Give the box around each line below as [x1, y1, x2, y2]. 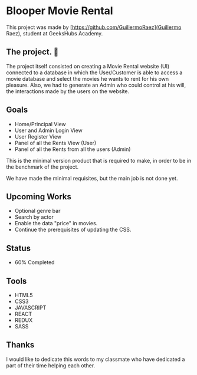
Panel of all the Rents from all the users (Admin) [14, 146, 131, 153]
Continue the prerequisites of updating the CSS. [14, 226, 132, 233]
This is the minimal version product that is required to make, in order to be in [6, 157, 192, 164]
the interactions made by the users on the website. [6, 87, 130, 95]
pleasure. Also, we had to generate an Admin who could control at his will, [6, 81, 186, 88]
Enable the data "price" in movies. [14, 220, 98, 227]
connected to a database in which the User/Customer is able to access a [6, 69, 183, 76]
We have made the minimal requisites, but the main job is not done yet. [6, 175, 178, 182]
